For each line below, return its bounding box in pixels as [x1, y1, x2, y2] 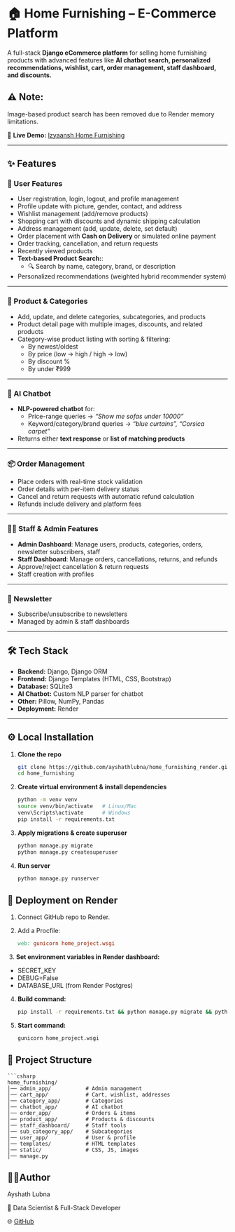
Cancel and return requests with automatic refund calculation [17, 493, 194, 501]
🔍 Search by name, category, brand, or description [27, 262, 176, 271]
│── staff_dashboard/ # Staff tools [7, 1122, 127, 1129]
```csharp [7, 1073, 36, 1080]
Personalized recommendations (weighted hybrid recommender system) [17, 272, 227, 281]
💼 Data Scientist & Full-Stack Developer [7, 1204, 121, 1212]
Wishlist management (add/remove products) [17, 210, 148, 218]
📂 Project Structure [7, 1054, 92, 1066]
